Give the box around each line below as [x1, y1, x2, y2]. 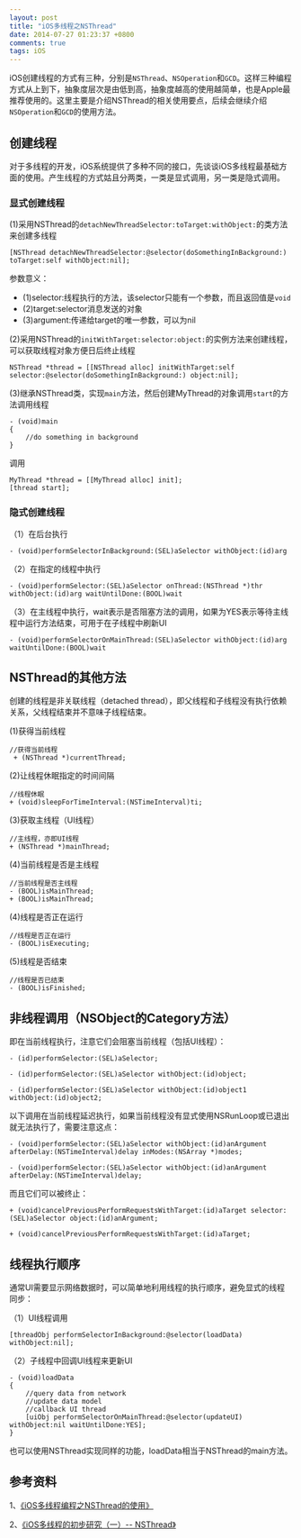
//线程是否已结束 [9, 976, 65, 985]
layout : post [9, 13, 58, 23]
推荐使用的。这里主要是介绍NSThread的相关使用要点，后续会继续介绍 [9, 96, 268, 106]
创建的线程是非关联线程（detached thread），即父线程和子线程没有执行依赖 [9, 696, 288, 706]
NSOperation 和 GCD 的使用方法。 [9, 106, 121, 117]
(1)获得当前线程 [9, 726, 66, 737]
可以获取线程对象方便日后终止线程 [9, 345, 136, 356]
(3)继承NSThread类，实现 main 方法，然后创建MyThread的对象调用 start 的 [9, 388, 281, 399]
